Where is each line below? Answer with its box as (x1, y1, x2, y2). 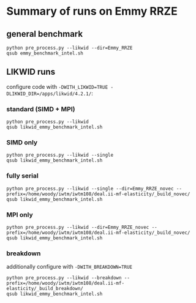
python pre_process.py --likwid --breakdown (6, 275, 122, 281)
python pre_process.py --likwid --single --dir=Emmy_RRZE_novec (6, 185, 174, 192)
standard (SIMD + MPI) (6, 105, 75, 113)
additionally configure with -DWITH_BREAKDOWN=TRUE (6, 263, 133, 271)
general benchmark (6, 29, 83, 39)
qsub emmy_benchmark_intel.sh (6, 50, 84, 56)
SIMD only (6, 138, 38, 147)
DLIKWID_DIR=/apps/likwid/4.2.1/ (6, 91, 92, 97)
